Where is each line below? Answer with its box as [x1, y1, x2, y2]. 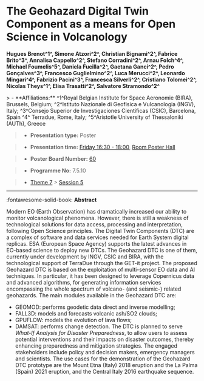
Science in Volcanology [6, 30, 127, 44]
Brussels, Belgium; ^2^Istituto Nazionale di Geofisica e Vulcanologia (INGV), [6, 100, 196, 107]
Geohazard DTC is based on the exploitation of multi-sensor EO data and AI [6, 266, 195, 273]
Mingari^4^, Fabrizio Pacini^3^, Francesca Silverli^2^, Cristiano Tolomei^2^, [6, 76, 197, 83]
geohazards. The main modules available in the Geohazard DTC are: [6, 291, 177, 298]
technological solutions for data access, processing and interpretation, [6, 220, 183, 228]
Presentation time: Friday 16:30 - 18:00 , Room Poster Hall [30, 143, 175, 150]
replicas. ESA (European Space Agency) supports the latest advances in [6, 240, 187, 247]
